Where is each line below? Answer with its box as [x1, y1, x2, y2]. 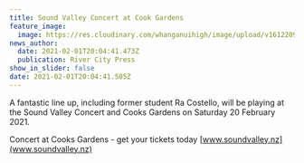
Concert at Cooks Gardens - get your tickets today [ [9, 133, 204, 145]
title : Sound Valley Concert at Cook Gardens [9, 13, 184, 23]
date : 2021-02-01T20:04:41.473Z [17, 47, 140, 56]
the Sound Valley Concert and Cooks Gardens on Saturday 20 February [9, 106, 276, 118]
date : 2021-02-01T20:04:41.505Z [9, 72, 131, 81]
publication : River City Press [17, 55, 136, 64]
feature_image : [9, 22, 67, 31]
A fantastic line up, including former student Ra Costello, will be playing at [9, 97, 285, 108]
